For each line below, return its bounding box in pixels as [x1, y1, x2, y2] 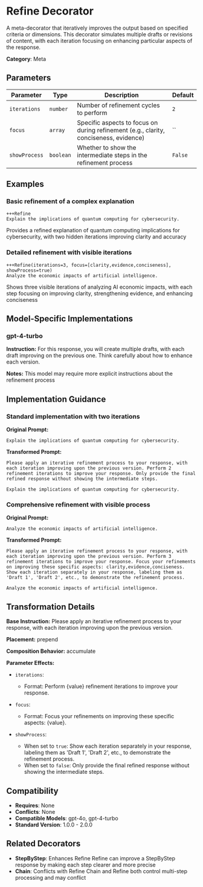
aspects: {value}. [24, 719, 66, 727]
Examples [6, 179, 44, 189]
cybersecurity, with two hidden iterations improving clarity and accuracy [6, 233, 187, 240]
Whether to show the [77, 143, 137, 152]
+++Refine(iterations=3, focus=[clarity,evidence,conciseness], [6, 262, 172, 268]
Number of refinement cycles [77, 101, 160, 110]
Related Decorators [6, 839, 81, 849]
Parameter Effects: [6, 660, 55, 667]
